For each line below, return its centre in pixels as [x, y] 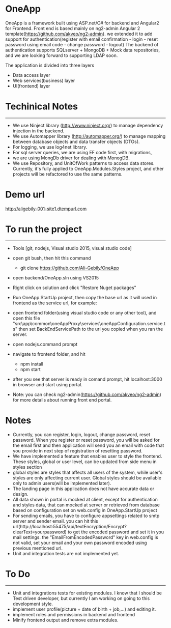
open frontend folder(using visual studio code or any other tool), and [84, 312]
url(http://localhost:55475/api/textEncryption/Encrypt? [70, 526]
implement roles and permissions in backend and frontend [74, 614]
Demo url [25, 195]
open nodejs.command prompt [45, 344]
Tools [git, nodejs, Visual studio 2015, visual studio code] [72, 248]
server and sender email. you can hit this [55, 521]
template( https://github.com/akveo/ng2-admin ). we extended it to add [79, 34]
